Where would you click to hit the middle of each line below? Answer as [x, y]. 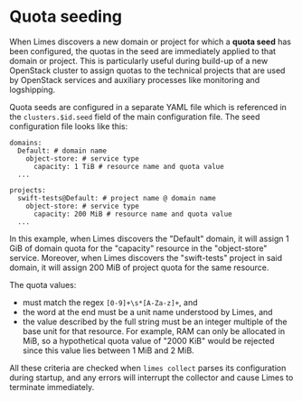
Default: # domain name [62, 151]
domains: [26, 143]
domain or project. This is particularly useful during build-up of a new [139, 61]
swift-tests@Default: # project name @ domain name [117, 198]
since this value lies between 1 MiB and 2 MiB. [108, 350]
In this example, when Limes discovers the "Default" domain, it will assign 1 [149, 238]
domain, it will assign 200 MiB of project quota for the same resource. [139, 267]
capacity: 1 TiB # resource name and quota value [128, 166]
